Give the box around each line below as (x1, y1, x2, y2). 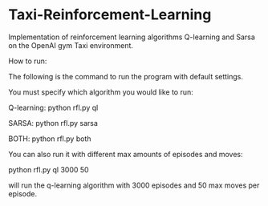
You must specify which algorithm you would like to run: (8, 87, 194, 97)
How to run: (8, 56, 47, 66)
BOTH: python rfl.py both (8, 134, 91, 143)
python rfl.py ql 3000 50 (8, 164, 90, 174)
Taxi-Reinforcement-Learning (8, 6, 212, 24)
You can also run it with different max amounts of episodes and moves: (8, 149, 243, 159)
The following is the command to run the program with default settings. (8, 71, 243, 81)
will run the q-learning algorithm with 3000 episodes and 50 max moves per (8, 180, 260, 190)
